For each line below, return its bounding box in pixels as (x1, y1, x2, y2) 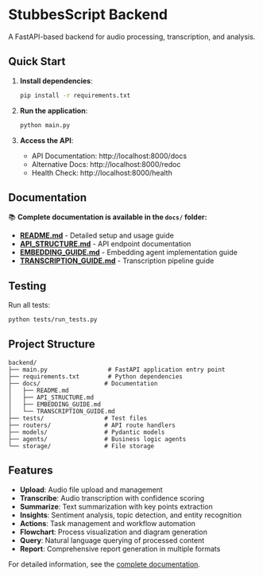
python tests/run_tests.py (8, 316, 98, 323)
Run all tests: (8, 300, 50, 310)
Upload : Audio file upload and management (19, 485, 163, 494)
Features (8, 463, 53, 478)
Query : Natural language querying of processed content (19, 535, 205, 545)
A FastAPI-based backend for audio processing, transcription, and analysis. (8, 32, 256, 41)
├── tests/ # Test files (8, 414, 148, 422)
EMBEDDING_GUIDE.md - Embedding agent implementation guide (19, 248, 238, 258)
